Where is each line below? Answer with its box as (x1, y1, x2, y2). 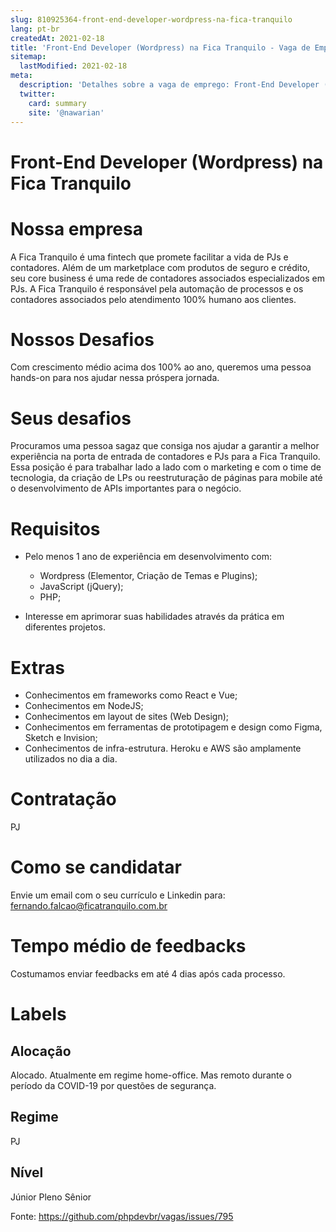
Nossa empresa (10, 217, 143, 240)
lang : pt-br (10, 24, 60, 34)
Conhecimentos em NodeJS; (24, 700, 144, 712)
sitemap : (10, 52, 47, 62)
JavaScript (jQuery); (39, 581, 124, 593)
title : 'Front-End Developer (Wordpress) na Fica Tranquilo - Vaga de (10, 42, 311, 53)
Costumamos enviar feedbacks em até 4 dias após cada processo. (10, 968, 286, 980)
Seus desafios (10, 407, 132, 430)
